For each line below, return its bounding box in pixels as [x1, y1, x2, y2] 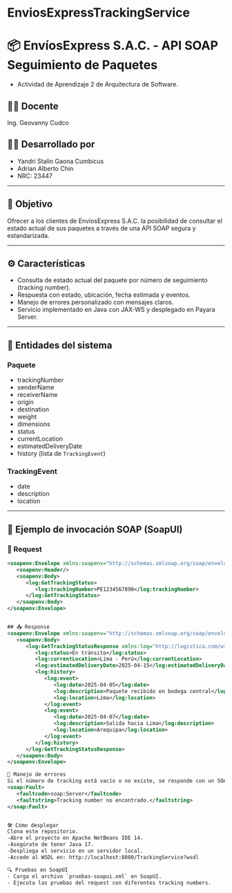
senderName [17, 383, 55, 392]
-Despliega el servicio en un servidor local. [7, 847, 144, 855]
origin [17, 398, 35, 406]
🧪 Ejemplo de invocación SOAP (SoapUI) [7, 524, 183, 535]
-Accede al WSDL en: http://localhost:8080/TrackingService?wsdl [7, 854, 199, 860]
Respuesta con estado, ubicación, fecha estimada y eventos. [17, 291, 191, 299]
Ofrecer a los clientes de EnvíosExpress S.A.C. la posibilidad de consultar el [7, 217, 223, 225]
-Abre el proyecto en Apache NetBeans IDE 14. [7, 835, 144, 842]
